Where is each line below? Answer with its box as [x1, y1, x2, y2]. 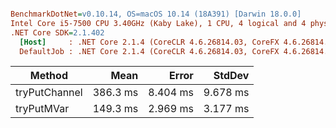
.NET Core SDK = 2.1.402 [10, 27, 105, 38]
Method [29, 69, 68, 83]
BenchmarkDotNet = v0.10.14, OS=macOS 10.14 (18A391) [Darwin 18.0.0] [10, 9, 302, 19]
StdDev [213, 69, 250, 83]
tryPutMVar [15, 102, 70, 116]
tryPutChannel [15, 86, 83, 100]
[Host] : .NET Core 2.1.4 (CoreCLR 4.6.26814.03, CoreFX [19, 37, 280, 47]
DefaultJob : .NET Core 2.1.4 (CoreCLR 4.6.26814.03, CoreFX [19, 46, 280, 56]
